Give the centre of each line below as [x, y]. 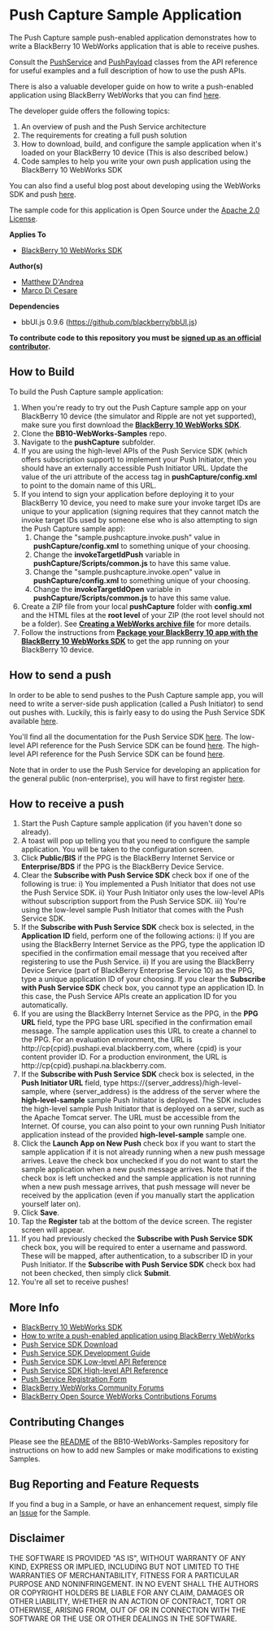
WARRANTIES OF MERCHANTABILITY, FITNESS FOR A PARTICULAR [124, 1575]
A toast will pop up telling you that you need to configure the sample [135, 841]
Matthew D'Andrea [52, 282]
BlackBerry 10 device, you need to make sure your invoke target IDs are [141, 502]
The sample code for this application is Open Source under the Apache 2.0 [135, 210]
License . [24, 218]
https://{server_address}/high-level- [181, 1083]
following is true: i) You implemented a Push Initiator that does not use [138, 884]
